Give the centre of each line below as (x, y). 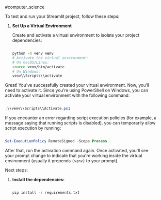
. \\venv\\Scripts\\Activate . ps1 (38, 108)
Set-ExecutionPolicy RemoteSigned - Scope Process (56, 141)
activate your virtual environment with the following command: (67, 95)
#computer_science (25, 7)
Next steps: (16, 170)
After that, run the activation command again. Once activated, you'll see (77, 150)
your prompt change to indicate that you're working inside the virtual (73, 155)
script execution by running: (33, 128)
